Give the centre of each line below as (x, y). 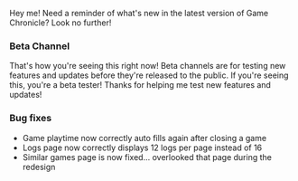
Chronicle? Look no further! (61, 23)
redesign (39, 167)
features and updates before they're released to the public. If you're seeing (149, 75)
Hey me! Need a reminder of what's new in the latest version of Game (139, 13)
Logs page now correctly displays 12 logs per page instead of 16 (142, 148)
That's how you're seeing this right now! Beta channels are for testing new (148, 66)
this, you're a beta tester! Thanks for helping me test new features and (140, 85)
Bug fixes (31, 119)
